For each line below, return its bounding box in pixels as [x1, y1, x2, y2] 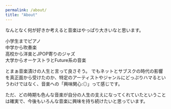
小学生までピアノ [5, 38, 41, 44]
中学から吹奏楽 [5, 44, 37, 50]
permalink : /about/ [5, 7, 47, 13]
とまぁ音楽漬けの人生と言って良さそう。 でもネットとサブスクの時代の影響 [5, 68, 163, 74]
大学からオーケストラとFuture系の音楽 [5, 57, 87, 63]
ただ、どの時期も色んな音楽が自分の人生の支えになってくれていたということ [5, 92, 166, 98]
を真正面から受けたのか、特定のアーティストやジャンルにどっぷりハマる [5, 74, 157, 80]
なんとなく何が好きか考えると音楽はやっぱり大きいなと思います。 [5, 27, 144, 33]
